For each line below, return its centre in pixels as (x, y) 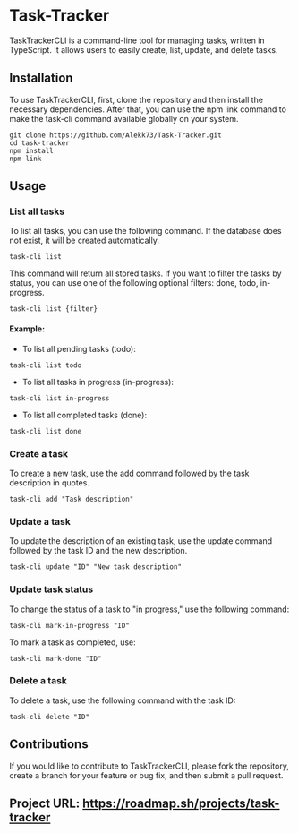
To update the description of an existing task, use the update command (141, 541)
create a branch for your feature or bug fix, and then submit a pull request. (146, 775)
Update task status (51, 589)
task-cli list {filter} (54, 309)
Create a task (39, 453)
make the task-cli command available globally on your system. (124, 118)
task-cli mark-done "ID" (55, 658)
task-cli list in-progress (60, 398)
